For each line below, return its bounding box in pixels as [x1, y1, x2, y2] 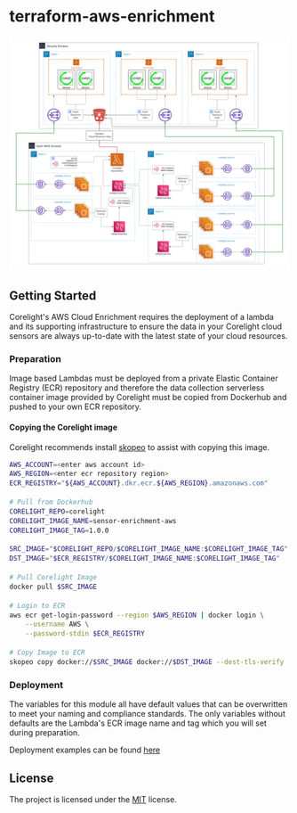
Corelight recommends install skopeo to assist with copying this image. [9, 441, 269, 452]
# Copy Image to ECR [9, 648, 86, 657]
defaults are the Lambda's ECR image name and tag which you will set [9, 718, 267, 728]
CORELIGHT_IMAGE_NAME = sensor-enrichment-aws [9, 516, 177, 525]
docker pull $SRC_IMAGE [9, 582, 98, 591]
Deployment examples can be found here [9, 744, 161, 755]
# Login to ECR [9, 601, 66, 610]
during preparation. [9, 727, 80, 738]
